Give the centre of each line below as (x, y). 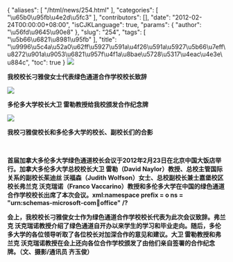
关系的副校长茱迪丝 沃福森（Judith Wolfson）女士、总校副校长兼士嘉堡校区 (115, 177)
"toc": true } (48, 62)
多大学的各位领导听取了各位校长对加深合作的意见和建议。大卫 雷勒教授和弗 (114, 234)
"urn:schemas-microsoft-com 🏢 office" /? (68, 203)
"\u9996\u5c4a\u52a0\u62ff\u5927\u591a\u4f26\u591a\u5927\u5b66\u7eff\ (116, 47)
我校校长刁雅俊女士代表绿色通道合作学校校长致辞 (77, 77)
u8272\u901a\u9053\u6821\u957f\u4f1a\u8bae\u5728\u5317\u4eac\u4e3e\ (115, 54)
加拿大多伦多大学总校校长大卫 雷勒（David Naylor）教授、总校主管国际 (121, 169)
